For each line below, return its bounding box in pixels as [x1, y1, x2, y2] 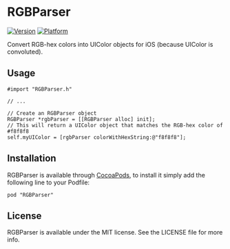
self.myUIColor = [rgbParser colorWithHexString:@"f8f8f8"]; [7, 133, 187, 141]
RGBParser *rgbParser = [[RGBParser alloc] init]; [7, 116, 156, 122]
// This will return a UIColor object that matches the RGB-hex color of [7, 122, 224, 129]
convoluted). [7, 47, 43, 56]
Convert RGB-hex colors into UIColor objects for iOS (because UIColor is [7, 40, 213, 48]
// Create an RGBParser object [7, 109, 97, 117]
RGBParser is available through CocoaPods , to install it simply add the [7, 171, 205, 179]
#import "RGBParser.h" [7, 85, 72, 93]
